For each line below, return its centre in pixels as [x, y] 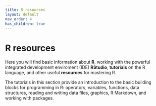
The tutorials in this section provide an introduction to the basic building [78, 82]
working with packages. [29, 98]
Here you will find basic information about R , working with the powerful [78, 62]
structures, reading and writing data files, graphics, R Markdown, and [76, 93]
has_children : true [25, 24]
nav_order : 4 [19, 19]
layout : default [22, 14]
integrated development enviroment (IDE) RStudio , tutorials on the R [75, 67]
